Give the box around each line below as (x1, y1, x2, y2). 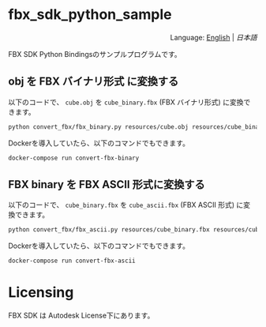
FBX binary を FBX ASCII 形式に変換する (8, 178, 205, 191)
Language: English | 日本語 (170, 32, 257, 42)
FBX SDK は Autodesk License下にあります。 (8, 310, 155, 320)
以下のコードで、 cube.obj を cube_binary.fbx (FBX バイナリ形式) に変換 (8, 97, 244, 107)
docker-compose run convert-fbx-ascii (8, 257, 136, 265)
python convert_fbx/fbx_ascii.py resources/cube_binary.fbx (8, 226, 211, 234)
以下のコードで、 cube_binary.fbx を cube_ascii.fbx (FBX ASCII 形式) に (8, 200, 244, 210)
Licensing (8, 284, 74, 302)
